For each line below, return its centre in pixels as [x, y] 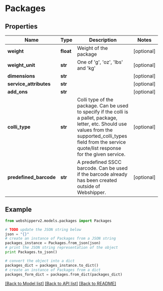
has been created [97, 180]
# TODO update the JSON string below [43, 229]
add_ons [18, 92]
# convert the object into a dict [40, 261]
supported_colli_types [102, 136]
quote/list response [99, 148]
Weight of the [92, 48]
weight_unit [21, 65]
